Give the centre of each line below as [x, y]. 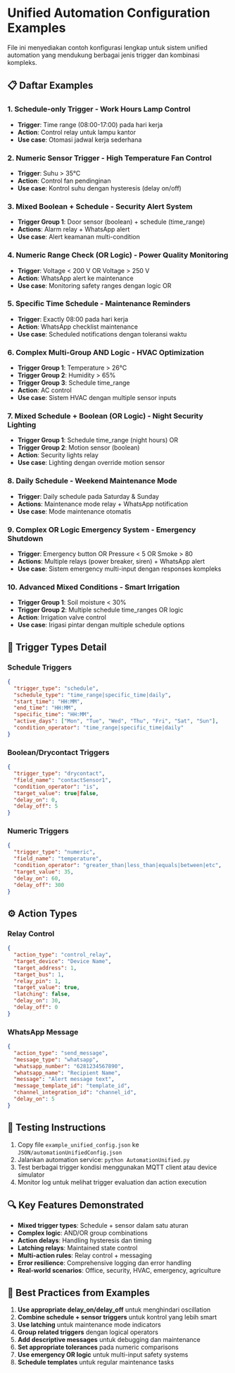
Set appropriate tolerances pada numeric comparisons [98, 1347]
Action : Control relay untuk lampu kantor [76, 132]
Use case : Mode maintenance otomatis [74, 511]
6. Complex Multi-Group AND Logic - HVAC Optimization [106, 352]
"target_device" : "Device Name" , [63, 961]
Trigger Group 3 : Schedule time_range [74, 383]
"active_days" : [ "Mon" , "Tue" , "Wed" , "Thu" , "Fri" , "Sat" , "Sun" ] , [116, 721]
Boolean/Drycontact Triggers [58, 752]
